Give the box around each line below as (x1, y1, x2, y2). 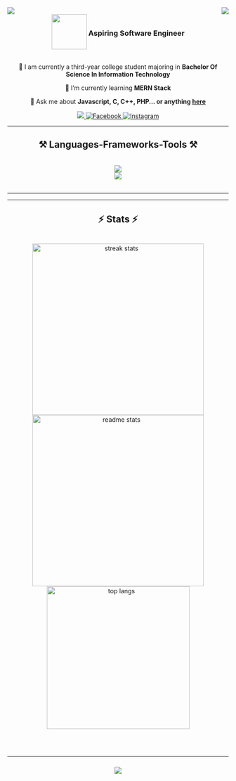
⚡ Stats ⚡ (98, 214, 138, 226)
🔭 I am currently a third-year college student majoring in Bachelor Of (18, 63, 218, 71)
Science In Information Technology (65, 70, 171, 78)
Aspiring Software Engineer (88, 28, 185, 38)
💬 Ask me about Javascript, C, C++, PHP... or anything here (30, 98, 206, 105)
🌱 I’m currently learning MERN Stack (65, 84, 171, 92)
